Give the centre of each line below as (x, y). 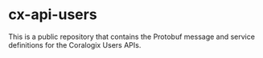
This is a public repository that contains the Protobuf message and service (132, 37)
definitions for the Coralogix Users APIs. (75, 44)
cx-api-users (53, 15)
